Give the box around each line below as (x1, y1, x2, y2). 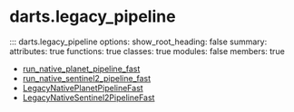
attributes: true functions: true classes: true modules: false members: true (9, 45, 286, 56)
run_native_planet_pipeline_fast (22, 63, 141, 74)
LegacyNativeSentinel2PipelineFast (22, 92, 155, 103)
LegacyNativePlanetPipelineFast (22, 82, 143, 93)
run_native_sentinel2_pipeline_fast (22, 72, 152, 83)
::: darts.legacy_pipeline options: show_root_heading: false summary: (9, 36, 268, 47)
